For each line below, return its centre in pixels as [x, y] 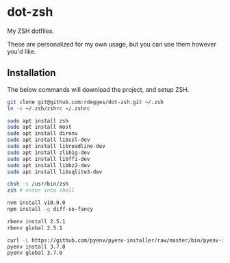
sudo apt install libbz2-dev [49, 165]
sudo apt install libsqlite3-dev [55, 172]
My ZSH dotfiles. [31, 31]
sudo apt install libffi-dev [49, 159]
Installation [31, 73]
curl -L [18, 240]
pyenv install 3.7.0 [37, 247]
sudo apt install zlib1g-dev [49, 152]
